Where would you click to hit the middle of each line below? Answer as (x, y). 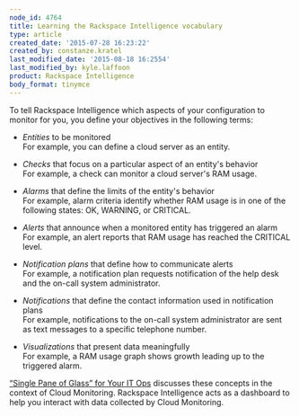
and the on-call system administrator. (91, 283)
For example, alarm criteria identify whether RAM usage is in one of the (154, 200)
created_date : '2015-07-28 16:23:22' (80, 43)
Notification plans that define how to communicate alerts (128, 264)
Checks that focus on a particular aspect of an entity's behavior (140, 164)
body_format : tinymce (50, 84)
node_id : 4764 (36, 18)
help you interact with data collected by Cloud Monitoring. (117, 402)
